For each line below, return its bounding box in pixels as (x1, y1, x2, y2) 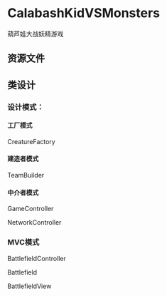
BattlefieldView (7, 282, 52, 290)
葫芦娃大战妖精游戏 (7, 29, 64, 38)
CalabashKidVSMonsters (7, 5, 161, 21)
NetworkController (7, 218, 62, 227)
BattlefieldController (7, 254, 66, 262)
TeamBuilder (7, 171, 45, 180)
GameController (7, 205, 54, 213)
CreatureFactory (7, 137, 55, 146)
